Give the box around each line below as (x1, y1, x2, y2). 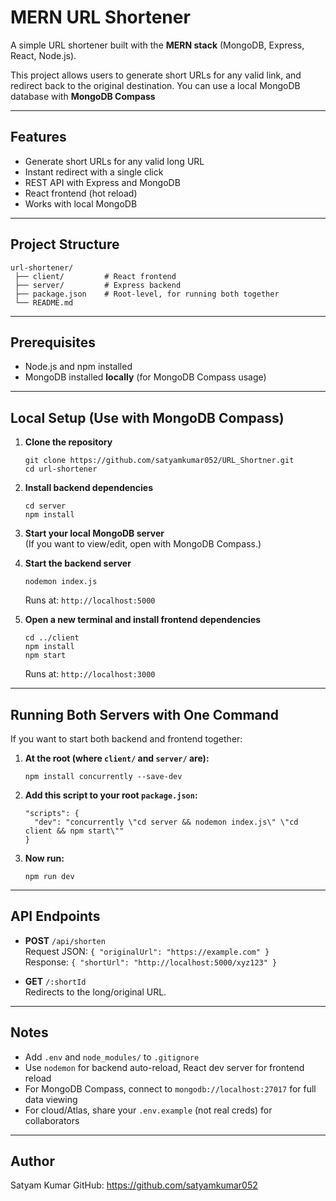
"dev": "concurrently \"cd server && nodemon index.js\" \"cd (34, 817, 299, 827)
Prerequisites (10, 334, 96, 351)
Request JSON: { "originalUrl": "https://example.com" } (24, 945, 270, 957)
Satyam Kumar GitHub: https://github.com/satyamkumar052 (10, 1179, 258, 1191)
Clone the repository (24, 436, 113, 448)
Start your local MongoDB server (24, 527, 165, 540)
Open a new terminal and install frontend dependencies (24, 614, 262, 626)
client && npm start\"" (24, 826, 125, 836)
